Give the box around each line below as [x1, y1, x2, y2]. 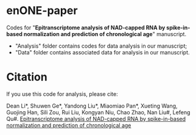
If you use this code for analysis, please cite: [6, 90, 118, 98]
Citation [6, 70, 47, 84]
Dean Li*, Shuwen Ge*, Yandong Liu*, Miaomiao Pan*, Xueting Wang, [6, 102, 178, 109]
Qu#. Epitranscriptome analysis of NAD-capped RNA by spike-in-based [6, 115, 186, 122]
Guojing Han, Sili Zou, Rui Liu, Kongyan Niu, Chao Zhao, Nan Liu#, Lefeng [6, 108, 191, 116]
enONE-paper [6, 4, 78, 18]
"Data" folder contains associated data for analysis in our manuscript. [15, 48, 190, 56]
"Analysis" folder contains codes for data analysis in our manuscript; [15, 42, 187, 49]
